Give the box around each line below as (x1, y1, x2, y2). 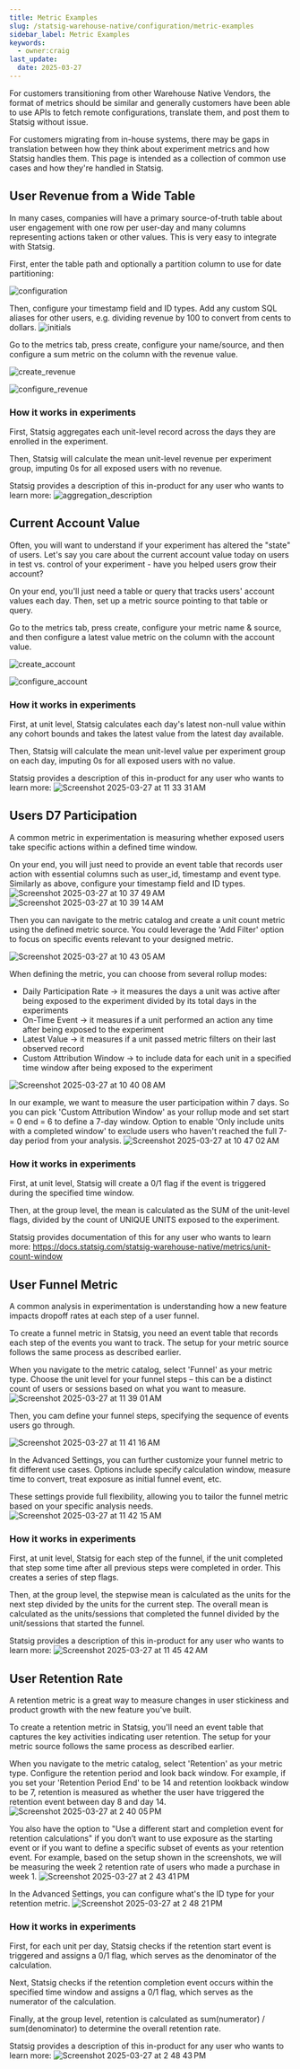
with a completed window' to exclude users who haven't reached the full (9, 1125, 278, 1136)
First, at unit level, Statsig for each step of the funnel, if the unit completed (9, 1553, 284, 1563)
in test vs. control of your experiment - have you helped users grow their (9, 559, 278, 569)
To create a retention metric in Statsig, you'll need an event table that (9, 1721, 264, 1733)
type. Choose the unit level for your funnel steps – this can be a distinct (9, 1374, 272, 1385)
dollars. (9, 321, 38, 332)
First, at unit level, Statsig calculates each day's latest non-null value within (9, 719, 287, 730)
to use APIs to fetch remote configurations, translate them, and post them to (9, 107, 290, 118)
